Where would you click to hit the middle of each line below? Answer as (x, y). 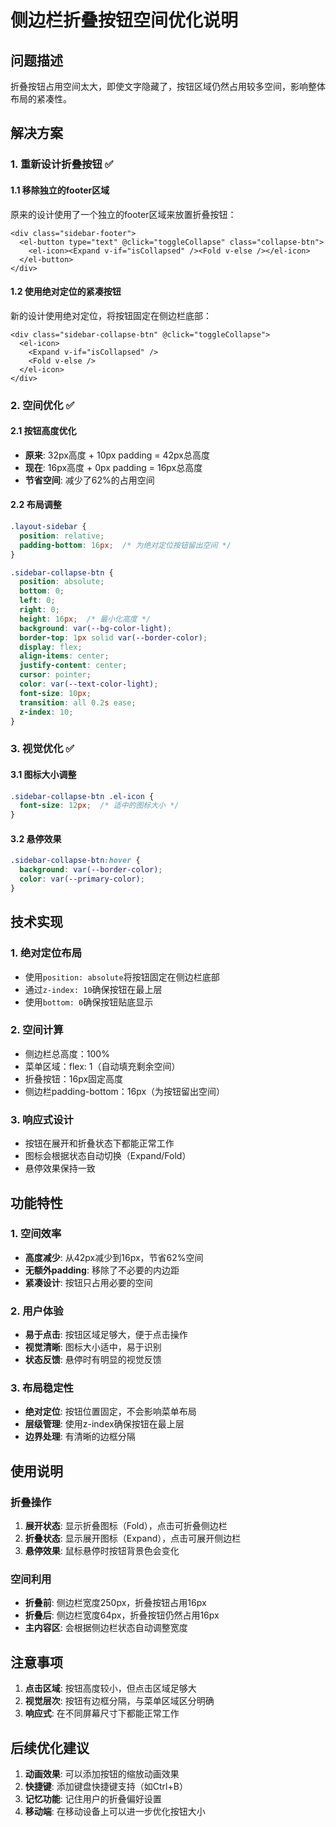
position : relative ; (62, 536)
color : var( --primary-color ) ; (82, 879)
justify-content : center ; (73, 666)
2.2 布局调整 (36, 505)
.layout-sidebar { (48, 527)
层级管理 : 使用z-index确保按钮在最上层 (104, 1424)
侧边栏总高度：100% (67, 1053)
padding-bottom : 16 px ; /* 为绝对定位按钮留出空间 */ (125, 545)
